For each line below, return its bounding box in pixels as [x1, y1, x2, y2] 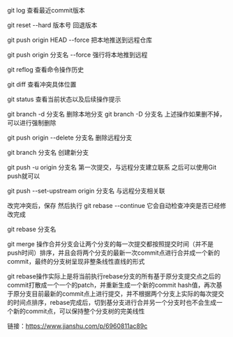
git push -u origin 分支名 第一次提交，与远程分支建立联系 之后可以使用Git [7, 163, 217, 171]
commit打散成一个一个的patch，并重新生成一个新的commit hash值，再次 [7, 281, 216, 289]
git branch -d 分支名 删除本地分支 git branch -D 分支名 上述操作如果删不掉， [7, 110, 226, 118]
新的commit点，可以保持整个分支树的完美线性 [13, 307, 145, 315]
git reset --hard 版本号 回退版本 [7, 21, 98, 29]
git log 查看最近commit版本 [7, 6, 85, 14]
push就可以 [7, 172, 40, 180]
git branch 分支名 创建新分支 [7, 149, 89, 156]
